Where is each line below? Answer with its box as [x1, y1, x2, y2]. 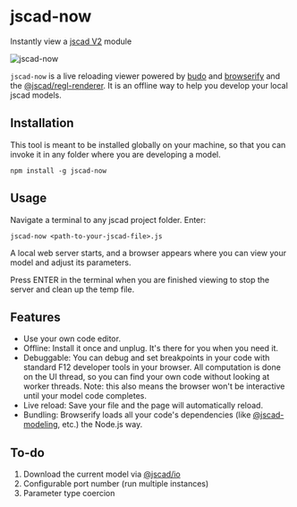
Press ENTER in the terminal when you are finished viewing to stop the [10, 274, 270, 285]
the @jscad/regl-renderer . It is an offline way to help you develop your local [10, 80, 289, 90]
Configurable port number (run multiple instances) [22, 478, 209, 489]
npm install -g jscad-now [10, 166, 106, 176]
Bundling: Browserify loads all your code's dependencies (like [22, 409, 251, 420]
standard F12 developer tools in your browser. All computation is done [22, 362, 281, 373]
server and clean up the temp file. [10, 284, 135, 295]
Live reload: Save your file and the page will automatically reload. [22, 400, 263, 411]
